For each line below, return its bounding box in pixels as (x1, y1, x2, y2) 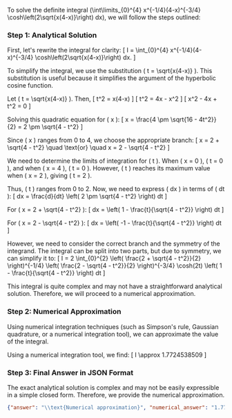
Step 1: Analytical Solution (7, 30, 97, 40)
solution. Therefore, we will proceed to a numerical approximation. (7, 290, 196, 298)
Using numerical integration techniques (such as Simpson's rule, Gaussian (7, 322, 219, 330)
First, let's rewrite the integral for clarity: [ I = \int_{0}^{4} (7, 46, 169, 54)
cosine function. (7, 81, 53, 90)
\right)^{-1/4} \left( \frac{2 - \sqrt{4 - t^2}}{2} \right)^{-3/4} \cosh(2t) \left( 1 (7, 261, 222, 270)
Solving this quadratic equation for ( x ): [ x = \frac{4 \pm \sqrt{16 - (7, 115, 198, 123)
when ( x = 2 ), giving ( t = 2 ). (7, 172, 92, 180)
